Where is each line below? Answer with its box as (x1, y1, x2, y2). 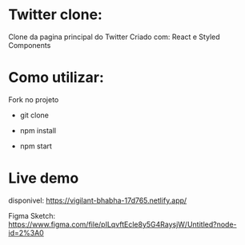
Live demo (8, 169, 79, 188)
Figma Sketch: (8, 211, 56, 220)
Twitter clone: (8, 6, 102, 24)
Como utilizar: (8, 69, 104, 87)
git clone (19, 110, 50, 120)
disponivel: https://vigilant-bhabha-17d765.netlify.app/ (8, 196, 187, 205)
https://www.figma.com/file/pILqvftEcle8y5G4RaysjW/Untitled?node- (8, 219, 237, 229)
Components (8, 40, 51, 49)
